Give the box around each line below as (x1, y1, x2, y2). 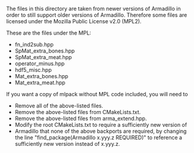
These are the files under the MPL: (6, 29, 91, 36)
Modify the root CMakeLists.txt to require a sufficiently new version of (14, 121, 187, 128)
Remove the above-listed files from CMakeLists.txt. (14, 109, 141, 115)
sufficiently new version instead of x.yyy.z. (14, 140, 121, 147)
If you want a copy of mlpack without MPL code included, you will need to (6, 91, 188, 97)
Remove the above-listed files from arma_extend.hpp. (14, 115, 147, 122)
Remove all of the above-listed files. (14, 102, 103, 109)
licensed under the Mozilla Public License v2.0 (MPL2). (6, 18, 142, 25)
